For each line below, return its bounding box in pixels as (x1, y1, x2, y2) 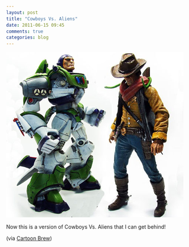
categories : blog (6, 34, 49, 41)
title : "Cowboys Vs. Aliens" (6, 15, 78, 22)
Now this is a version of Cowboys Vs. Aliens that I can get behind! (6, 223, 167, 230)
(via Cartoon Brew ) (6, 235, 52, 242)
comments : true (6, 28, 44, 34)
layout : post (6, 9, 38, 15)
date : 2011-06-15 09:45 (6, 22, 65, 28)
